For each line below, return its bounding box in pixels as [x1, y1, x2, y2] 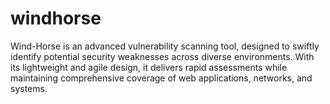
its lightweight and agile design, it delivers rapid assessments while [10, 61, 288, 73]
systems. [10, 82, 48, 94]
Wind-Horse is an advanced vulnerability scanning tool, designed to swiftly [10, 40, 320, 52]
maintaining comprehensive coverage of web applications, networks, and [10, 72, 313, 84]
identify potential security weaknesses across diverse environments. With [10, 50, 315, 62]
